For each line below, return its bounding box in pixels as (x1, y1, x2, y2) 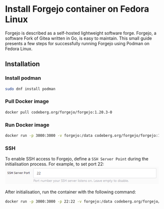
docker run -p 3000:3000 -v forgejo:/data (5, 133, 93, 138)
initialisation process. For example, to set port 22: (5, 161, 104, 167)
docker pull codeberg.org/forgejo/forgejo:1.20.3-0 (5, 109, 112, 115)
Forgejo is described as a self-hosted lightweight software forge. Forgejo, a (5, 30, 157, 36)
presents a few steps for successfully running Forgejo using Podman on (5, 40, 150, 46)
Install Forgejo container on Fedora (5, 3, 149, 15)
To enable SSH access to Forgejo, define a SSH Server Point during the (5, 156, 149, 162)
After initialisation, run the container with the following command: (5, 189, 136, 195)
